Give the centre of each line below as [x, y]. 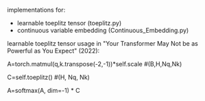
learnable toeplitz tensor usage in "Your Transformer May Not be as [103, 43]
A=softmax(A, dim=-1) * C [44, 90]
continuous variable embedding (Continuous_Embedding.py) [103, 30]
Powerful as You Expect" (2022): [53, 51]
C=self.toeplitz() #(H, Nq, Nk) [49, 77]
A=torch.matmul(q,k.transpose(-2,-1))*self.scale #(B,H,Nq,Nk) [95, 64]
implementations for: [36, 10]
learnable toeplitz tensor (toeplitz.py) [69, 23]
